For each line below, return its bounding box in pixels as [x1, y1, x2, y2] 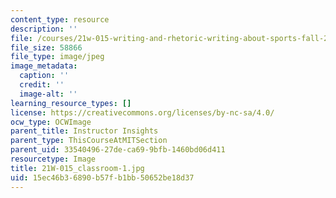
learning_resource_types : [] [10, 98, 132, 108]
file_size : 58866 [10, 42, 83, 53]
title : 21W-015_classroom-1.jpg [10, 163, 145, 173]
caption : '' [19, 71, 70, 81]
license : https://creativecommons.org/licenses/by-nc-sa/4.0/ [10, 107, 275, 118]
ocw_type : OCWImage [10, 117, 92, 127]
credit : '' [19, 80, 65, 90]
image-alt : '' [19, 89, 78, 99]
